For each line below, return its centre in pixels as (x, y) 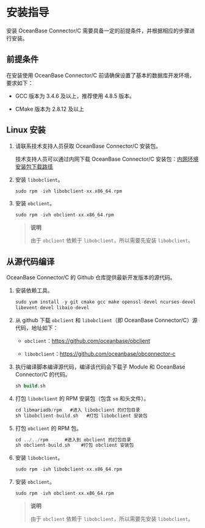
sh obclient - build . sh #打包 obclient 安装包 (74, 446)
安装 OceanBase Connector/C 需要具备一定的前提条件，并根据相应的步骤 (98, 31)
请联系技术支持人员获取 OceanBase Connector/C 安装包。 (88, 146)
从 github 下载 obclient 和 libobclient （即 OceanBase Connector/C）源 (106, 320)
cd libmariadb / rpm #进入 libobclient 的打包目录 (77, 410)
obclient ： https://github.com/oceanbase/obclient (87, 340)
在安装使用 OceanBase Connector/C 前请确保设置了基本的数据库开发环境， (101, 75)
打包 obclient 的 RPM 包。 (49, 428)
